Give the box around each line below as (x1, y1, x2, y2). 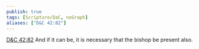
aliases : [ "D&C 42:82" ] (6, 20, 67, 26)
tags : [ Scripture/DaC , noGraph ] (6, 14, 88, 20)
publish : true (6, 8, 42, 15)
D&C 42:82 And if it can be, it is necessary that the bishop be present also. (6, 36, 193, 44)
